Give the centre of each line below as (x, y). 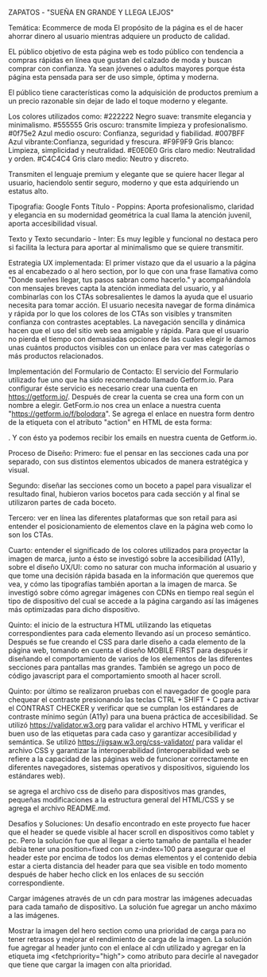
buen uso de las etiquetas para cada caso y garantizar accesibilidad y (122, 734)
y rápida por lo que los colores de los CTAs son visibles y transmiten (120, 314)
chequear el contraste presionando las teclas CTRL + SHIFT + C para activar (133, 700)
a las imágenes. (34, 915)
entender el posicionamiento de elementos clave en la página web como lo (131, 526)
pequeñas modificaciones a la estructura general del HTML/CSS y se (121, 800)
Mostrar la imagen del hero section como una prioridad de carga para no (127, 931)
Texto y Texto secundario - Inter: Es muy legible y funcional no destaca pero (133, 239)
